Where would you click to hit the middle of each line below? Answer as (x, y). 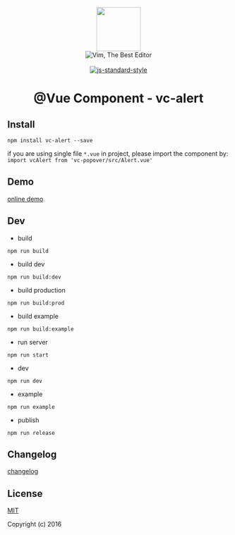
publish (28, 420)
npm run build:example (41, 329)
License (25, 493)
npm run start (28, 355)
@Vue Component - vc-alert (119, 98)
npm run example (31, 407)
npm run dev (25, 381)
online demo (25, 199)
